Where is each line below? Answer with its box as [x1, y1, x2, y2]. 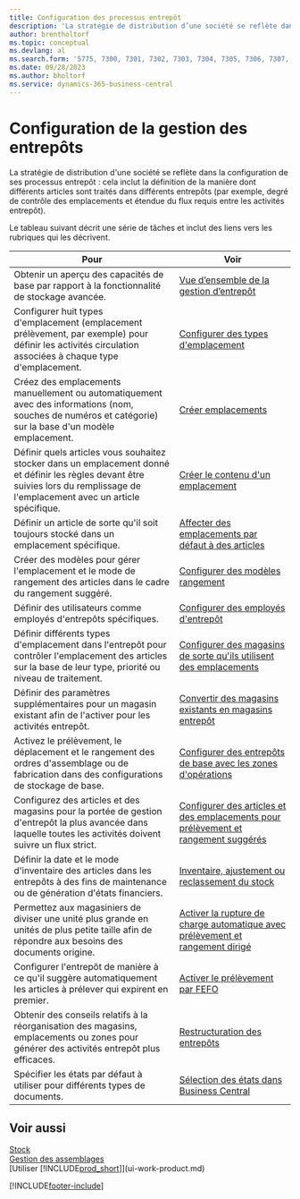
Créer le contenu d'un [179, 468, 271, 480]
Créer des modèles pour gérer [13, 553, 141, 565]
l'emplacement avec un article [13, 490, 140, 503]
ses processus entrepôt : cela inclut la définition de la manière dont [9, 176, 256, 187]
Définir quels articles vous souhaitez [13, 446, 167, 458]
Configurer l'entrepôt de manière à [13, 960, 159, 973]
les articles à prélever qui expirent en [13, 982, 169, 995]
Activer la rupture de [179, 906, 265, 919]
